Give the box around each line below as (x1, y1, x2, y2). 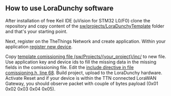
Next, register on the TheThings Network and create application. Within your (5, 38, 166, 44)
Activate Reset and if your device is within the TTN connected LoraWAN (5, 75, 157, 81)
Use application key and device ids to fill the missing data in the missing (5, 58, 157, 65)
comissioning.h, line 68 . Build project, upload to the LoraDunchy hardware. (5, 70, 162, 76)
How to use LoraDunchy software (5, 4, 114, 13)
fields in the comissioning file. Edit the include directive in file (5, 64, 134, 70)
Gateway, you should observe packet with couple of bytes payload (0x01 (5, 80, 158, 86)
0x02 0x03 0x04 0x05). (5, 86, 56, 92)
